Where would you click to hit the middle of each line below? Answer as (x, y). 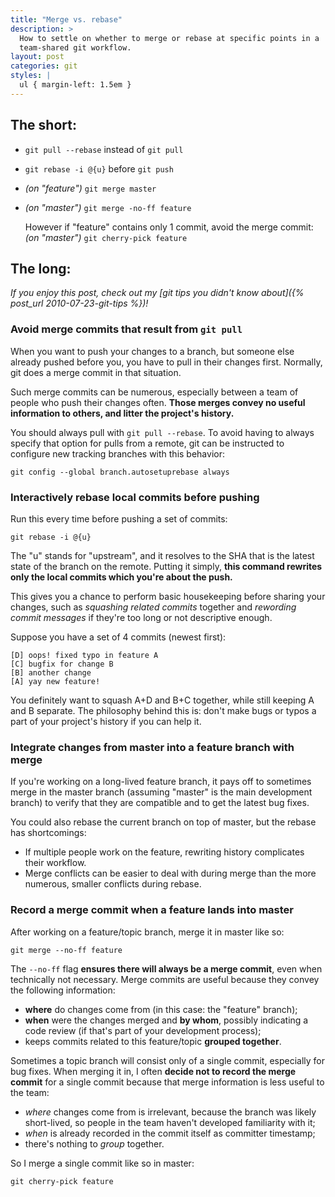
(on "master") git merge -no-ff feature (108, 207)
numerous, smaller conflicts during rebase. (113, 884)
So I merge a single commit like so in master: (102, 1163)
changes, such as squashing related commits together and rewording (153, 607)
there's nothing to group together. (94, 1143)
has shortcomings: (48, 833)
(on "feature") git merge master (90, 188)
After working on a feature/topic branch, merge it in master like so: (147, 932)
